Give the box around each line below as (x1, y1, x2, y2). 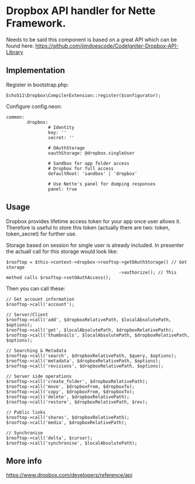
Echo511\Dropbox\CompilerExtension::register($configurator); (6, 92, 161, 98)
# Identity (47, 125, 75, 130)
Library (6, 48, 23, 55)
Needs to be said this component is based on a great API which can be (6, 36, 177, 43)
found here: (6, 42, 34, 49)
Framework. (6, 16, 66, 30)
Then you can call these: (6, 285, 66, 292)
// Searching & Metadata (6, 348, 67, 354)
